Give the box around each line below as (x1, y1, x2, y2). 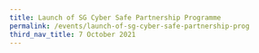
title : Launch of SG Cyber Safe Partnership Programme (9, 13, 222, 22)
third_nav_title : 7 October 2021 (9, 30, 136, 39)
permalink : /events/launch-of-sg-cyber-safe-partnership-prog (9, 22, 250, 31)
